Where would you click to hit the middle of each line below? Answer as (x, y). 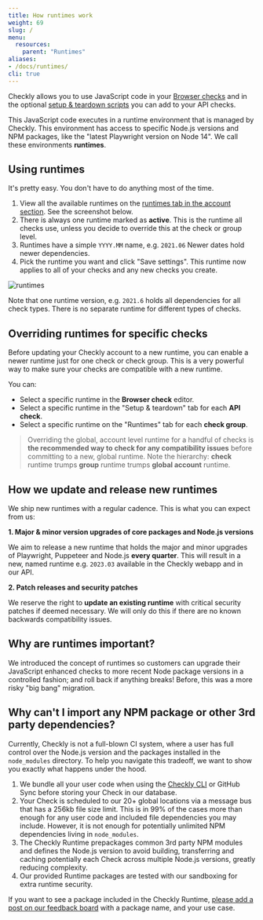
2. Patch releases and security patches (73, 588)
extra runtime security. (56, 884)
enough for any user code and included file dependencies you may (128, 817)
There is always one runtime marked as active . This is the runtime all (131, 220)
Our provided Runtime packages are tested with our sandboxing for (128, 875)
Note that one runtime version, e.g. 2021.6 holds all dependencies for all (124, 301)
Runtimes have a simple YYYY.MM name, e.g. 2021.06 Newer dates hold (132, 245)
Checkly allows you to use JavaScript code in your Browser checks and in (128, 96)
